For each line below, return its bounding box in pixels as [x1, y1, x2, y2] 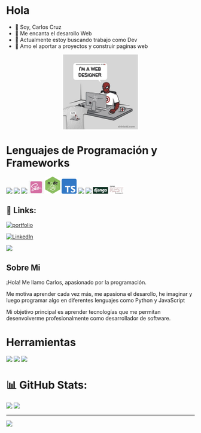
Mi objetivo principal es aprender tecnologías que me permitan [6, 308, 161, 315]
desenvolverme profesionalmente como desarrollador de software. [6, 314, 171, 322]
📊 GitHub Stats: [6, 378, 88, 392]
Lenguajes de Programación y [6, 144, 157, 158]
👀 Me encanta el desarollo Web [14, 29, 92, 37]
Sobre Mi [6, 263, 41, 273]
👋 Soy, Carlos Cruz [14, 23, 62, 31]
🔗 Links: [6, 205, 37, 216]
